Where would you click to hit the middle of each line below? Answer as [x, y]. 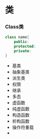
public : [21, 42]
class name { [17, 37]
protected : [25, 47]
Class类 [14, 27]
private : [23, 51]
